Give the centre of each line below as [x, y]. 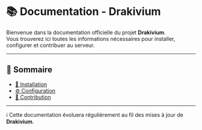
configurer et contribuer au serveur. [50, 45]
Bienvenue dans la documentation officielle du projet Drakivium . [86, 32]
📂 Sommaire [29, 70]
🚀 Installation [31, 84]
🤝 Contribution [33, 97]
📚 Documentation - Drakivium [84, 12]
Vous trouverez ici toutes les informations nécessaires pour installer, [91, 39]
